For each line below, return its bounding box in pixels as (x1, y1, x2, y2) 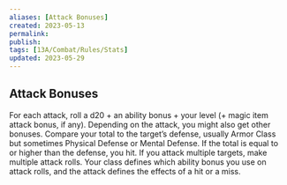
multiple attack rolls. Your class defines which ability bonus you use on (9, 156, 267, 167)
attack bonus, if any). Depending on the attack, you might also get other (9, 119, 271, 129)
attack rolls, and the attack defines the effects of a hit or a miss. (9, 166, 241, 176)
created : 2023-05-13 (9, 21, 86, 30)
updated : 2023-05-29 (9, 54, 86, 63)
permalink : (9, 29, 49, 38)
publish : (9, 37, 42, 47)
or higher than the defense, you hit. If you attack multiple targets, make (9, 147, 268, 158)
